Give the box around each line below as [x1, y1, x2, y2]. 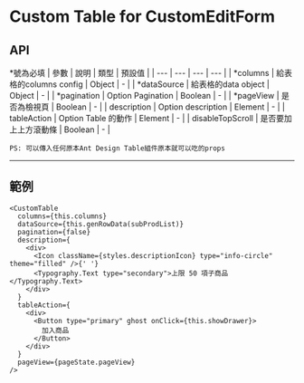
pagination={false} [17, 227, 91, 236]
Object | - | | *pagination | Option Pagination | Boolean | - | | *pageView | [9, 91, 280, 101]
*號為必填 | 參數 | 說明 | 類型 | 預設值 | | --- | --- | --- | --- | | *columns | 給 [9, 68, 285, 78]
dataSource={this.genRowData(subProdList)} [17, 219, 184, 228]
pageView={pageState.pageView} [17, 358, 136, 367]
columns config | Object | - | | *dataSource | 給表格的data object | [24, 79, 270, 90]
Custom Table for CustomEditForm [9, 6, 276, 27]
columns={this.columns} [17, 211, 107, 221]
